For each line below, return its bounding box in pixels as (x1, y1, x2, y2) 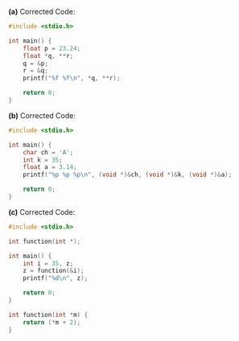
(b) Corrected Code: (8, 110, 76, 120)
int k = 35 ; (23, 156, 63, 164)
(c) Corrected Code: (8, 207, 76, 216)
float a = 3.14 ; (23, 163, 78, 171)
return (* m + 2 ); (23, 318, 81, 327)
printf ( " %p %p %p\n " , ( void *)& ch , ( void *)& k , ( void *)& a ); (23, 170, 233, 179)
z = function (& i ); (23, 267, 84, 275)
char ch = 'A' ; (23, 148, 74, 156)
